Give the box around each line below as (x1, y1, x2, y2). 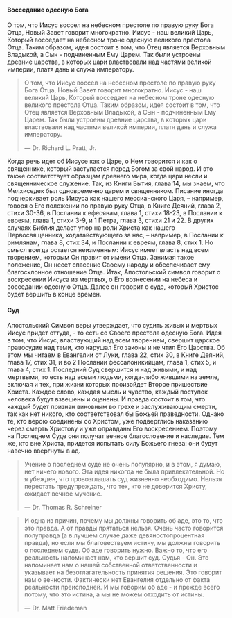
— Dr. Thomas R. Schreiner (24, 503, 102, 512)
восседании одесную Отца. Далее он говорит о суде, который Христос (7, 283, 220, 291)
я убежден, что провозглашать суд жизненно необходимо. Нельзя (24, 475, 222, 483)
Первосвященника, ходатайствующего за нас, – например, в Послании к (7, 231, 224, 240)
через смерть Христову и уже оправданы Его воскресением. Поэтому (7, 424, 217, 433)
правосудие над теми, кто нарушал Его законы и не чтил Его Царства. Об (7, 344, 225, 352)
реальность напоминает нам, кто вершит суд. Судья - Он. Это (24, 553, 209, 562)
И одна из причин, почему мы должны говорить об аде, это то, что (24, 517, 223, 525)
